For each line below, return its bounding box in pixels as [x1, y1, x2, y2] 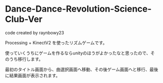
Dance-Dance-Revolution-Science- [5, 3, 152, 15]
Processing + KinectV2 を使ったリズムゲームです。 [5, 40, 107, 46]
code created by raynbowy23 [5, 30, 64, 35]
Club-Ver [5, 14, 43, 25]
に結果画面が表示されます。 [5, 72, 60, 78]
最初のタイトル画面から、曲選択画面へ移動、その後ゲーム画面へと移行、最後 [5, 66, 158, 72]
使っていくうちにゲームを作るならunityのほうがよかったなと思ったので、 [5, 50, 151, 56]
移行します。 [18, 56, 43, 62]
